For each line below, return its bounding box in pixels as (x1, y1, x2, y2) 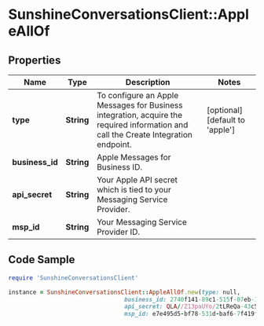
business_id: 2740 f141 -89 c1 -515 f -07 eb (124, 295, 251, 303)
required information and (97, 119, 189, 130)
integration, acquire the (97, 110, 183, 120)
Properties (8, 53, 61, 67)
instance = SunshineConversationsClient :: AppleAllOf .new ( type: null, (8, 288, 241, 296)
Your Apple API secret (97, 174, 178, 185)
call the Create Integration (97, 130, 192, 140)
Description (125, 77, 170, 87)
